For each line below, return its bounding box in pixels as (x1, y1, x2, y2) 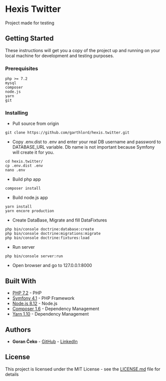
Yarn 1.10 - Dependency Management (12, 311, 89, 317)
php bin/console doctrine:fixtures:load (5, 235, 90, 241)
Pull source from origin (12, 120, 59, 127)
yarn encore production (5, 209, 55, 214)
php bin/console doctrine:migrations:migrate (5, 231, 101, 236)
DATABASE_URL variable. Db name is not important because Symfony (12, 144, 155, 150)
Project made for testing (5, 20, 55, 26)
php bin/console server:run (5, 254, 63, 259)
